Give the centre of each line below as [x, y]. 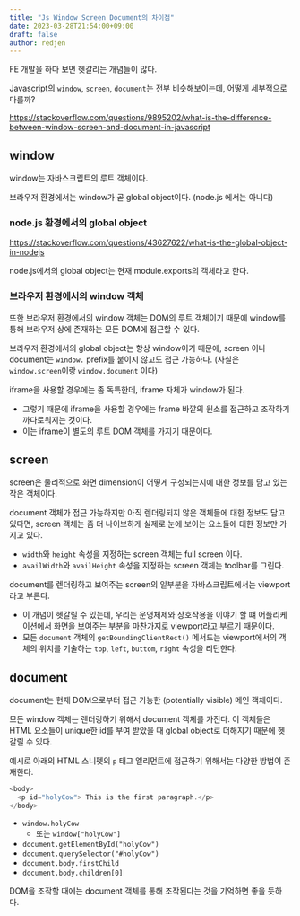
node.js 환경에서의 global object [78, 223]
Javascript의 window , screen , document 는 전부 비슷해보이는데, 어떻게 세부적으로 [149, 88]
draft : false [34, 34]
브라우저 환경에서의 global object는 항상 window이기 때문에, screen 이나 [137, 348]
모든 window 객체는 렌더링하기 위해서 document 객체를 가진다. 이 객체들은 [140, 719]
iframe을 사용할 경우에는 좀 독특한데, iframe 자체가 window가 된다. [127, 389]
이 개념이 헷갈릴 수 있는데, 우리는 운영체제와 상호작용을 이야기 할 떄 [139, 615]
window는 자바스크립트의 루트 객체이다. [79, 178]
